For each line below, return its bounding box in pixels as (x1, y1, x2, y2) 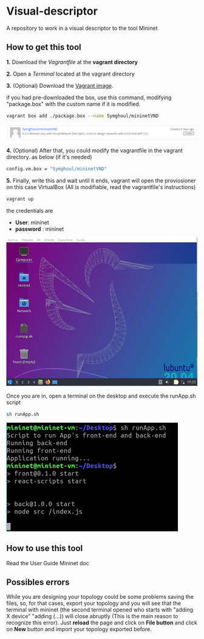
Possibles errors (6, 577, 70, 588)
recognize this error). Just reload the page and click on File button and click (6, 619, 197, 626)
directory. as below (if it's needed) (6, 153, 92, 160)
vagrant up (6, 196, 34, 202)
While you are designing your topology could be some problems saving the (6, 593, 194, 601)
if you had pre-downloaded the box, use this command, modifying (6, 93, 172, 101)
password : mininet (15, 225, 64, 232)
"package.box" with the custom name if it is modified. (6, 100, 141, 107)
